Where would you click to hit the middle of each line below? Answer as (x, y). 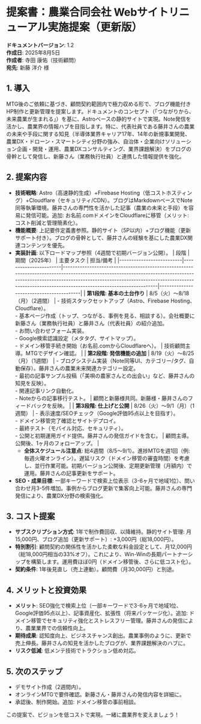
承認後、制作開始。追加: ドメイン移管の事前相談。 (77, 702)
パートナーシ (177, 554)
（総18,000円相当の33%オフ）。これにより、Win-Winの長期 (88, 554)
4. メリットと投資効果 (46, 590)
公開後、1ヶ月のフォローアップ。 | (57, 443)
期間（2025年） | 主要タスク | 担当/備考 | (65, 260)
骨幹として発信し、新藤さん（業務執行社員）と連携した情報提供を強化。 (95, 156)
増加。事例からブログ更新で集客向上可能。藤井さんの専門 (121, 488)
